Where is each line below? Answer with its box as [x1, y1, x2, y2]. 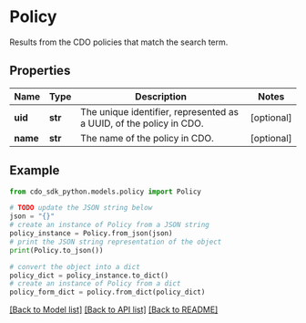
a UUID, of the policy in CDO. [80, 117, 204, 130]
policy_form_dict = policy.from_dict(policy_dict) [9, 287, 206, 297]
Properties [9, 63, 71, 78]
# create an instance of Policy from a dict [9, 279, 181, 288]
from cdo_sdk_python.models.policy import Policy [9, 187, 202, 196]
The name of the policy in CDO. [80, 131, 214, 144]
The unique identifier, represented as [80, 105, 240, 118]
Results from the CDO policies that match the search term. [9, 36, 229, 47]
